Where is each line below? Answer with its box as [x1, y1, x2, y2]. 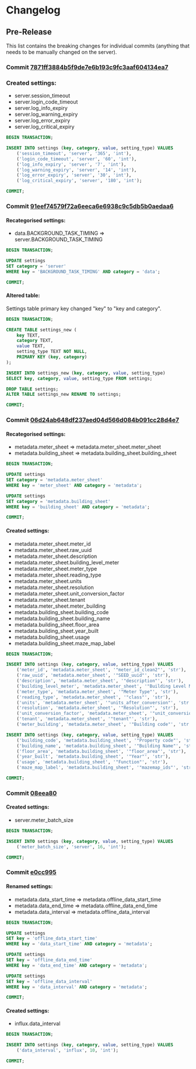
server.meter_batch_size [14, 817, 74, 823]
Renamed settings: [6, 883, 53, 890]
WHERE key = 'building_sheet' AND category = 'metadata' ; [6, 504, 150, 510]
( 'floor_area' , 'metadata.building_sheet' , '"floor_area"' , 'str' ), [16, 748, 187, 754]
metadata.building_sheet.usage [14, 633, 90, 640]
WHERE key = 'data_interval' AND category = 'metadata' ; [6, 984, 148, 990]
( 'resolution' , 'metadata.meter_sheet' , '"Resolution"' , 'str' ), [16, 705, 179, 711]
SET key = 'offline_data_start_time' [6, 936, 98, 941]
